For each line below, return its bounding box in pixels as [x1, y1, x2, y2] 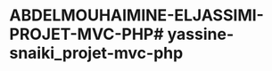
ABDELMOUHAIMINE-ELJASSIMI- [9, 5, 265, 26]
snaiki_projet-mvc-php [9, 43, 184, 63]
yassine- [167, 24, 235, 44]
